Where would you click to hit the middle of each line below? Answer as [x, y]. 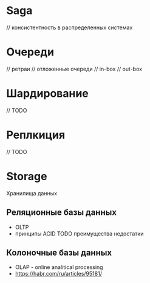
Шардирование [48, 93]
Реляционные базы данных [62, 213]
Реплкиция [36, 135]
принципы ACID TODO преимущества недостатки [79, 233]
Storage [27, 176]
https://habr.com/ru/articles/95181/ [58, 274]
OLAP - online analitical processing [59, 267]
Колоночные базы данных [59, 252]
